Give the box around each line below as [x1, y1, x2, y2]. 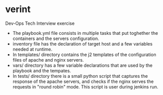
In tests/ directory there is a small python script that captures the [12, 73, 148, 79]
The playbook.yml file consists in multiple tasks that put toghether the [12, 30, 158, 36]
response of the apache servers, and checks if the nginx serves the [12, 78, 154, 84]
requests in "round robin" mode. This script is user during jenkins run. [12, 83, 158, 89]
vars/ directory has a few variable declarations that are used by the [12, 62, 153, 68]
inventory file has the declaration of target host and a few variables [12, 40, 153, 46]
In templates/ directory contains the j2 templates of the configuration [12, 52, 156, 58]
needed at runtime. [12, 46, 53, 52]
